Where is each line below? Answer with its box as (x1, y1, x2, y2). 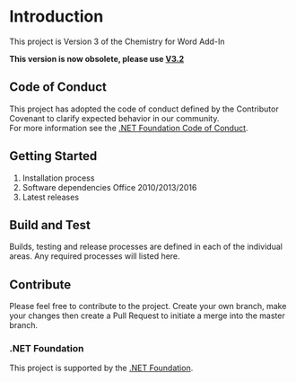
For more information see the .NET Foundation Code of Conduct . (9, 122, 248, 133)
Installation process (22, 173, 95, 183)
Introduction (9, 6, 104, 27)
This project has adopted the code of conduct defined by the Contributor (9, 103, 280, 114)
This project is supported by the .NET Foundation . (9, 362, 194, 374)
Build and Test (9, 218, 91, 233)
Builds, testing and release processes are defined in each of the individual (9, 241, 283, 253)
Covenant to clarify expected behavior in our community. (9, 112, 220, 123)
